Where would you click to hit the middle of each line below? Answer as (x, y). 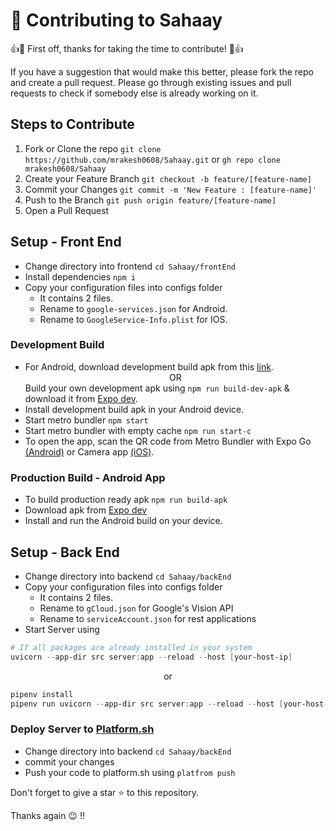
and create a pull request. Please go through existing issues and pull (151, 82)
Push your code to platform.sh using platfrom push (130, 772)
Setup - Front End (66, 242)
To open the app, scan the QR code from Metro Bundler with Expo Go (168, 441)
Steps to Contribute (72, 124)
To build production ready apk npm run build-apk (126, 500)
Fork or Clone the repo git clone (93, 148)
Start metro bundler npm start (86, 420)
